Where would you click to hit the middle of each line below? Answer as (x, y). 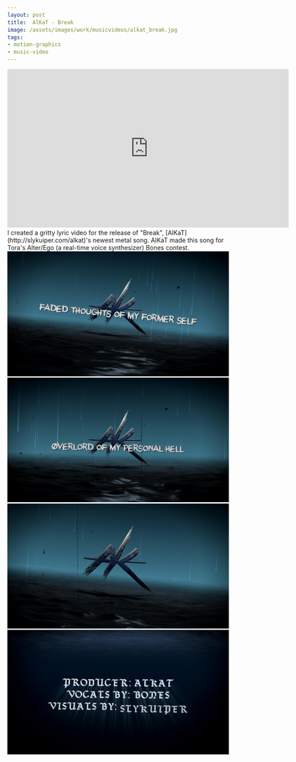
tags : (15, 37)
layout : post (26, 15)
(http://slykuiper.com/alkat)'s (49, 240)
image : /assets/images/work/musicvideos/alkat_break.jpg (92, 30)
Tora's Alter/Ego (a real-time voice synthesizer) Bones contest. (98, 248)
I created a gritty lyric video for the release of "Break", (85, 233)
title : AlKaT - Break (40, 22)
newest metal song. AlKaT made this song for (158, 240)
